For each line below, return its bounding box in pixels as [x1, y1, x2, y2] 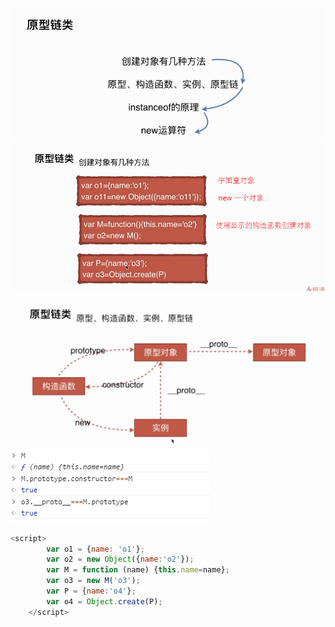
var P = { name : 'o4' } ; [46, 586, 137, 597]
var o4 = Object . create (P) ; [46, 596, 163, 607]
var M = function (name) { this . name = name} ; [46, 565, 230, 575]
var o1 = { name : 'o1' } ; [46, 544, 145, 554]
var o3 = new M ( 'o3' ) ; [46, 576, 141, 586]
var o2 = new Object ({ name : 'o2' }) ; [46, 554, 195, 565]
